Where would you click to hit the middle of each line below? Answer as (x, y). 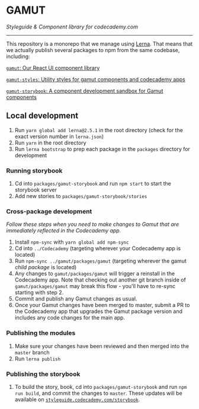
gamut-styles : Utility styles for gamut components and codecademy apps (96, 79)
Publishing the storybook (43, 374)
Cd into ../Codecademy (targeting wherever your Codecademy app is (98, 248)
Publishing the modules (41, 333)
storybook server (36, 190)
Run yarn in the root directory (51, 142)
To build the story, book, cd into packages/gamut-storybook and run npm (101, 386)
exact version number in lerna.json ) (59, 136)
